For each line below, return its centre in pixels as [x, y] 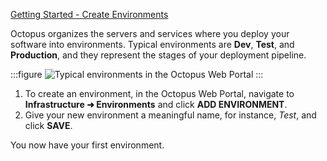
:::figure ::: [137, 74]
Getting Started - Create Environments [89, 14]
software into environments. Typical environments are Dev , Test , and [152, 44]
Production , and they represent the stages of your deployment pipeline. [158, 55]
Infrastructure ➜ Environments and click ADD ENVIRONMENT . [156, 104]
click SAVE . [48, 125]
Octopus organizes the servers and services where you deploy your [150, 33]
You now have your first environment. [87, 145]
